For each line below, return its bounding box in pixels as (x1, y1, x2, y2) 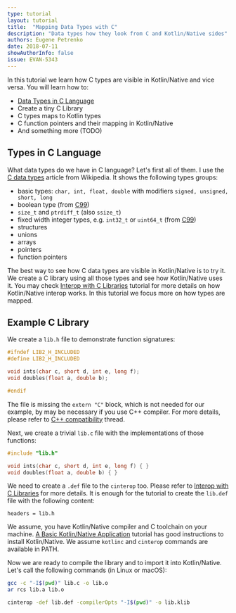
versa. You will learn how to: (7, 82, 89, 91)
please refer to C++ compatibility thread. (7, 415, 125, 423)
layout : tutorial (7, 17, 58, 24)
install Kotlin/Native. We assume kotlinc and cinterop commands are (7, 538, 209, 546)
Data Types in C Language (17, 96, 95, 105)
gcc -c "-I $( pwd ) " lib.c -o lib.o (7, 580, 109, 587)
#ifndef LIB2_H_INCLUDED (7, 349, 80, 356)
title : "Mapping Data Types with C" (7, 23, 118, 30)
